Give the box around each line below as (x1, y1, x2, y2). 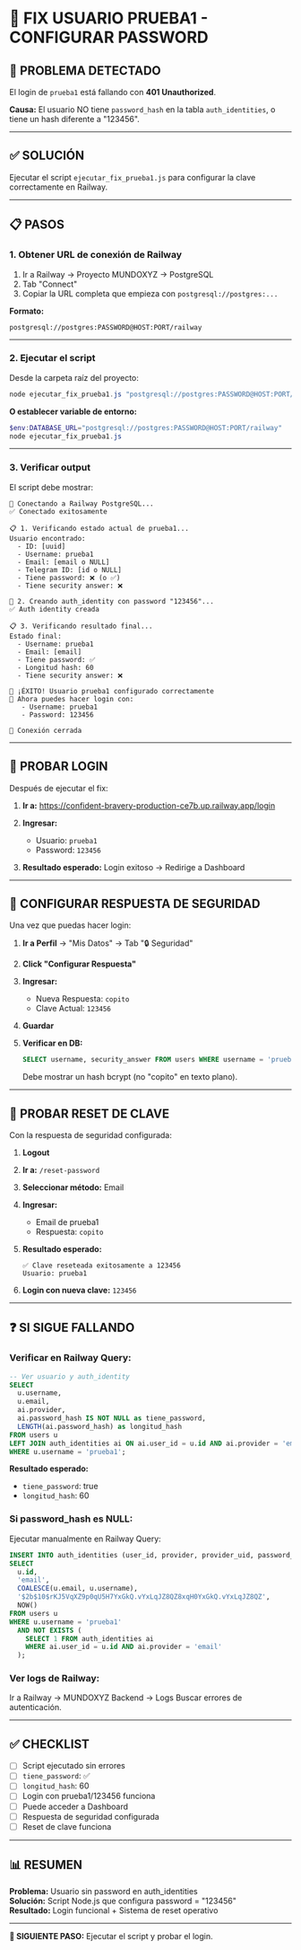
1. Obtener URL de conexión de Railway (9, 249, 182, 261)
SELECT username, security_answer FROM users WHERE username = (21, 1055, 264, 1064)
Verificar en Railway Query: (9, 1352, 132, 1364)
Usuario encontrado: (9, 534, 87, 543)
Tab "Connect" (21, 278, 78, 289)
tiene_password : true (21, 1481, 99, 1492)
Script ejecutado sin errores (21, 1760, 125, 1771)
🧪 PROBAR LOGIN (9, 759, 108, 774)
